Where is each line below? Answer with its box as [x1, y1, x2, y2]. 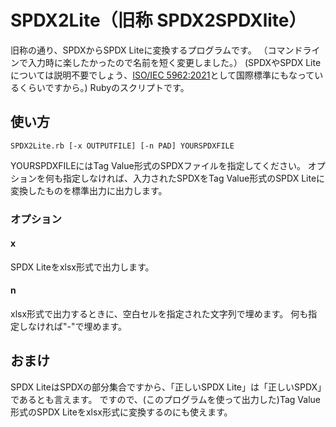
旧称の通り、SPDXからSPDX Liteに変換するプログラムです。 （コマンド [10, 44, 303, 56]
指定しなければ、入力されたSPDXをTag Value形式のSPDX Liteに [62, 172, 326, 184]
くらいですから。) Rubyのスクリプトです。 [18, 81, 190, 93]
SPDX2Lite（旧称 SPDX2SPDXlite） [10, 9, 307, 32]
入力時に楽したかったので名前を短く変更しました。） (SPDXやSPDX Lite [27, 56, 322, 68]
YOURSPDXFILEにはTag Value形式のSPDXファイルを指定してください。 [10, 159, 306, 171]
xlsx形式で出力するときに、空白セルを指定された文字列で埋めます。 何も [10, 308, 309, 320]
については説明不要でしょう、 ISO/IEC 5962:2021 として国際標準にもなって [10, 69, 315, 81]
